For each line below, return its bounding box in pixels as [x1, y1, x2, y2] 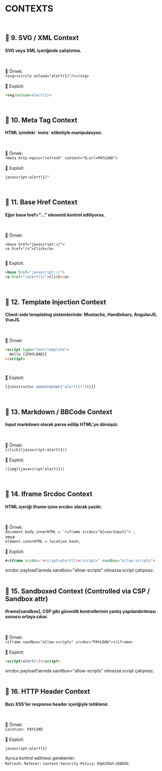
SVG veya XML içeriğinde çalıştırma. [5, 48, 82, 53]
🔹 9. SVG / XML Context [5, 34, 79, 42]
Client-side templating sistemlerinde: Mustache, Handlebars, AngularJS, [5, 311, 158, 317]
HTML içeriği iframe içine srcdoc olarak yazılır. [5, 504, 102, 510]
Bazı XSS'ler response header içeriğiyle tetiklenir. [5, 701, 109, 707]
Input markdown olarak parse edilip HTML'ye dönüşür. [5, 421, 119, 427]
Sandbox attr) [5, 595, 48, 603]
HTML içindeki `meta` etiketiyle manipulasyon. [5, 130, 103, 136]
